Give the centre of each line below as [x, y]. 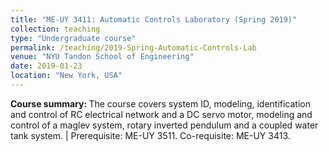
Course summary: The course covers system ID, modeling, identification [161, 103]
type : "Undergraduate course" [73, 38]
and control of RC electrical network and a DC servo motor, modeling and [161, 114]
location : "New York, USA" [66, 76]
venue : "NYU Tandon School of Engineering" [102, 57]
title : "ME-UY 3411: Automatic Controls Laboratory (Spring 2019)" [154, 19]
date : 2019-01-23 [46, 66]
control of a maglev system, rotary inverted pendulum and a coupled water [164, 125]
